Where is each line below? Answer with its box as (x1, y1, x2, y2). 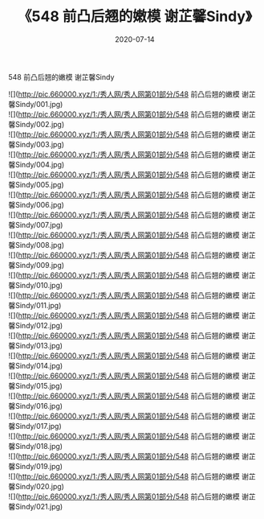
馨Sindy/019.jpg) (8, 461, 63, 471)
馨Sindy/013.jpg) (8, 340, 63, 350)
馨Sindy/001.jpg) (8, 99, 63, 109)
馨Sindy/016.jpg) (8, 401, 63, 410)
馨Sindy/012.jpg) (8, 320, 63, 330)
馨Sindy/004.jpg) (8, 159, 65, 169)
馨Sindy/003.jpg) (8, 139, 65, 149)
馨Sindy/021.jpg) (8, 501, 63, 511)
